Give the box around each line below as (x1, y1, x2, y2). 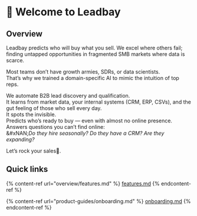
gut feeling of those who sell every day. (6, 105, 102, 111)
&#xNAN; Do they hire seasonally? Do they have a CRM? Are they (6, 129, 165, 137)
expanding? (6, 136, 35, 143)
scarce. (6, 57, 25, 64)
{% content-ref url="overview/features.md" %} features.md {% (6, 180, 160, 187)
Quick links (6, 164, 48, 174)
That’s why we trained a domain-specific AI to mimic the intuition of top (6, 75, 180, 81)
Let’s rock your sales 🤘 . (6, 147, 61, 154)
